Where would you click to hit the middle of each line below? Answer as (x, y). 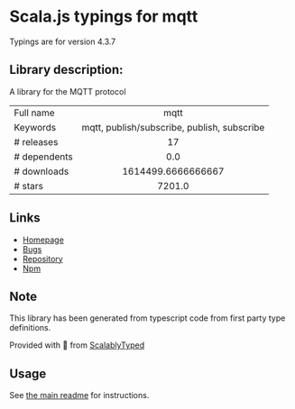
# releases (36, 141)
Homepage (43, 240)
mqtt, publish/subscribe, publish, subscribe (173, 127)
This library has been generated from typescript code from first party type (147, 318)
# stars (28, 186)
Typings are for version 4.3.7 (63, 41)
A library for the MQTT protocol (68, 91)
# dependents (44, 157)
